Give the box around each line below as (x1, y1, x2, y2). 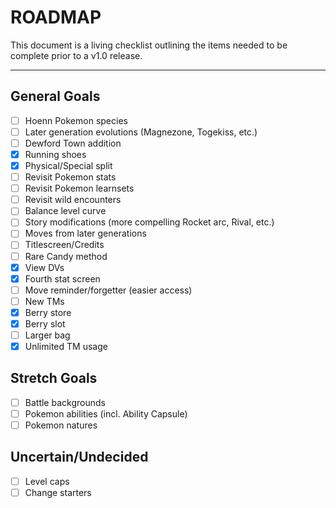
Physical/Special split (24, 160, 113, 171)
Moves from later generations (24, 227, 147, 240)
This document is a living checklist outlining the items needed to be (10, 39, 288, 51)
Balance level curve (24, 205, 107, 217)
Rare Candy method (24, 250, 108, 262)
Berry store (24, 306, 72, 318)
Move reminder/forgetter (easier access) (24, 284, 193, 296)
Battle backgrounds (24, 396, 106, 408)
